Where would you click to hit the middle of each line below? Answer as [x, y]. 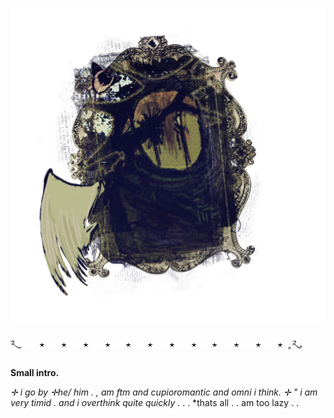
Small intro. [35, 372]
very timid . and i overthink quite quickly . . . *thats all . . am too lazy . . [155, 402]
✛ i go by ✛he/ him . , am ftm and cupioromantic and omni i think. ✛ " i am [164, 392]
